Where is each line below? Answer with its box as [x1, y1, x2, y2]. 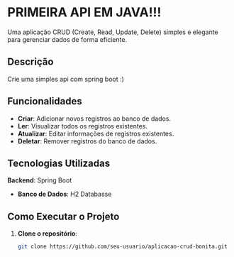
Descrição [7, 56, 54, 68]
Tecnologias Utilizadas [7, 157, 111, 169]
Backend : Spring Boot [7, 176, 72, 185]
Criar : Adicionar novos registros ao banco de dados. [17, 114, 172, 123]
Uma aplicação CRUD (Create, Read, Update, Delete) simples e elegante [7, 28, 218, 36]
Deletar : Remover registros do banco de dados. [17, 136, 157, 146]
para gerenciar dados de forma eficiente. [7, 35, 128, 43]
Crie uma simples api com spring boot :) [7, 75, 124, 83]
